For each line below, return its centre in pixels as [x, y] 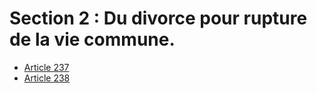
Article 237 [46, 67]
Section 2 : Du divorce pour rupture [158, 18]
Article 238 [47, 78]
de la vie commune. [92, 39]
